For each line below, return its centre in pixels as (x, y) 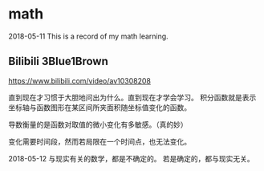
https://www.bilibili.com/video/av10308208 (79, 80)
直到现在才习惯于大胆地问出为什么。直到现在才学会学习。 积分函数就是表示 (132, 97)
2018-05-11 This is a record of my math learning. (88, 36)
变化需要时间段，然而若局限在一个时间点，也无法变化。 (100, 141)
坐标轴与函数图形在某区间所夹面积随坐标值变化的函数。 (100, 107)
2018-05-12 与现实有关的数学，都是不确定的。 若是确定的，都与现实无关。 (131, 158)
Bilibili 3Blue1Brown (58, 61)
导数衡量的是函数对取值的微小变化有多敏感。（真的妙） (98, 124)
